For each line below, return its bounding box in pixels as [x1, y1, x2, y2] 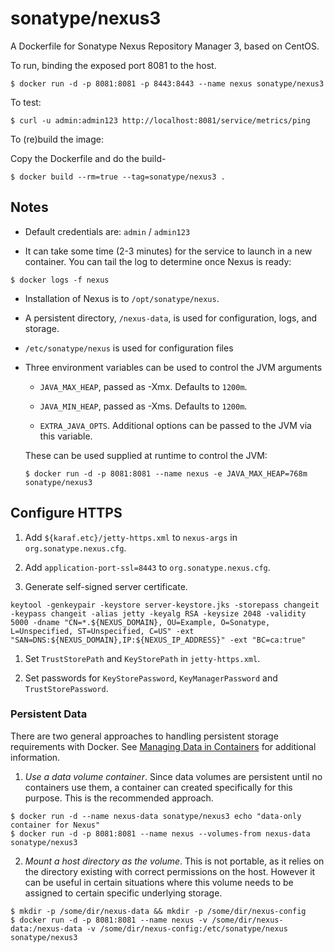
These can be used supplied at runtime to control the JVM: [24, 449, 268, 461]
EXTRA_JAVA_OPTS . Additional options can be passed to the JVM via [39, 419, 312, 431]
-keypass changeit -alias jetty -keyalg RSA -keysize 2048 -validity [10, 608, 307, 619]
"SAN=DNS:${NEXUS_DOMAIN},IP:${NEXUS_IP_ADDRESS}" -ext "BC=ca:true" [10, 635, 307, 645]
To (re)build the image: [10, 133, 104, 145]
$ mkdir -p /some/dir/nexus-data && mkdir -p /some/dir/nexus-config [10, 906, 307, 916]
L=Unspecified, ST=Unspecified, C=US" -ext [10, 626, 195, 636]
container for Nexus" [10, 820, 101, 830]
